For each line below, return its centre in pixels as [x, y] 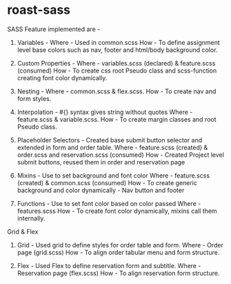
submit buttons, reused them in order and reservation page [101, 162]
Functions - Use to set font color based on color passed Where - [109, 203]
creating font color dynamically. [62, 77]
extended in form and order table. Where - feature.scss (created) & [112, 147]
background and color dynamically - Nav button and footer [101, 190]
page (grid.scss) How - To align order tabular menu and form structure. [118, 252]
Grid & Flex [23, 231]
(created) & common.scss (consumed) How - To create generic [107, 182]
